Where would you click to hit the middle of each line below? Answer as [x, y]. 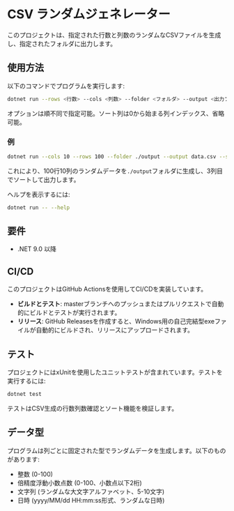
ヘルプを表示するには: [39, 194]
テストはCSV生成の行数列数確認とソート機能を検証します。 [93, 408]
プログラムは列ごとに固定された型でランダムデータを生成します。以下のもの [117, 450]
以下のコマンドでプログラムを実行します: [66, 86]
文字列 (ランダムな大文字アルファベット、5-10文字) [91, 491]
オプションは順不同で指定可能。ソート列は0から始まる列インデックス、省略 [116, 113]
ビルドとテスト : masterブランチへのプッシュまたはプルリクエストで [115, 304]
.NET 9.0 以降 [37, 249]
